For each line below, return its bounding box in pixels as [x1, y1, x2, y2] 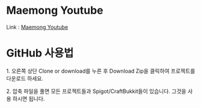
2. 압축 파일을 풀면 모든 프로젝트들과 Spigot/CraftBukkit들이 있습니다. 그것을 [6, 88, 187, 95]
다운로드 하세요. [6, 74, 44, 82]
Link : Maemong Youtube [6, 23, 68, 31]
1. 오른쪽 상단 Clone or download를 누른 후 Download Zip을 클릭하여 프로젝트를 [6, 67, 196, 74]
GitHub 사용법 [6, 46, 74, 60]
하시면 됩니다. [12, 95, 45, 102]
